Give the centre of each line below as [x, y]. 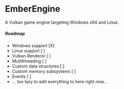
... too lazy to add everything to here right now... [60, 81]
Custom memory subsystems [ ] [44, 71]
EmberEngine [33, 9]
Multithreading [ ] [29, 61]
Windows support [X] [33, 45]
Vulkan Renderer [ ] [31, 56]
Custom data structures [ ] [38, 66]
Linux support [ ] [28, 51]
